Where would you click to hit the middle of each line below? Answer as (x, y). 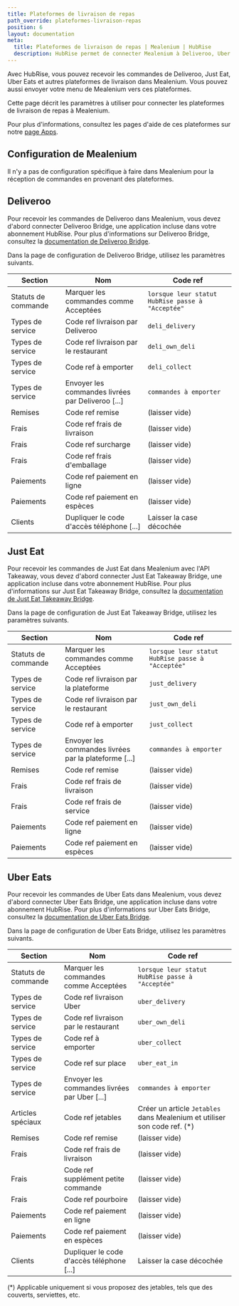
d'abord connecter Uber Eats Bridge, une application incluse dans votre (112, 902)
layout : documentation (41, 34)
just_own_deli (173, 704)
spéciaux (26, 1122)
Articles (24, 1113)
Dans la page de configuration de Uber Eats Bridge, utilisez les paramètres (117, 931)
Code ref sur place (95, 1063)
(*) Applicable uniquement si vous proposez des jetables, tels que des (110, 1287)
